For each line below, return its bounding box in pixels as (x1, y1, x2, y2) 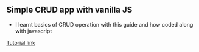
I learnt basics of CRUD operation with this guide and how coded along (15, 21, 194, 28)
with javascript (15, 27, 52, 34)
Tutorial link (6, 39, 35, 46)
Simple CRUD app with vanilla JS (6, 5, 133, 15)
